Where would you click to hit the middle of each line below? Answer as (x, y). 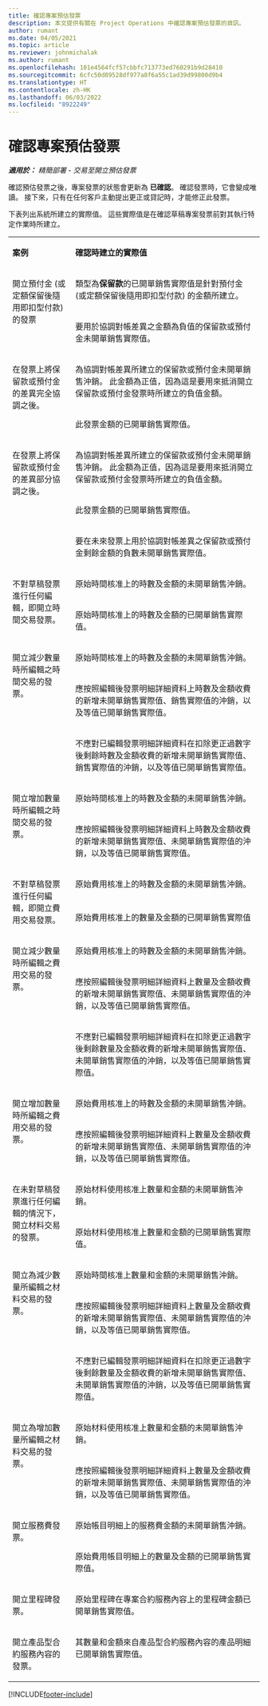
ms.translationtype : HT (48, 82)
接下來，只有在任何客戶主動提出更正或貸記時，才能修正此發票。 (128, 197)
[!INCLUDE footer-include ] (51, 1694)
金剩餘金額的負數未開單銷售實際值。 (143, 553)
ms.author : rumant (39, 61)
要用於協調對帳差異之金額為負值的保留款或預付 (163, 326)
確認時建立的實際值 (111, 253)
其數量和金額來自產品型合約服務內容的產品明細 (163, 1642)
